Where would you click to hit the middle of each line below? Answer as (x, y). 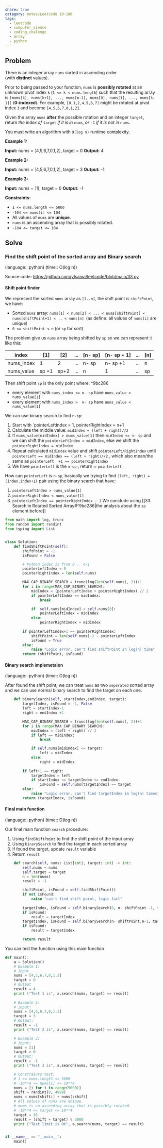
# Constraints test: (34, 1074)
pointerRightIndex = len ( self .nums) (59, 574)
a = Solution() (29, 962)
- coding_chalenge (28, 32)
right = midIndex (57, 762)
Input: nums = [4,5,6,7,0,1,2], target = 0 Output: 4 (54, 151)
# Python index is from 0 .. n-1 (56, 564)
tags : (10, 18)
